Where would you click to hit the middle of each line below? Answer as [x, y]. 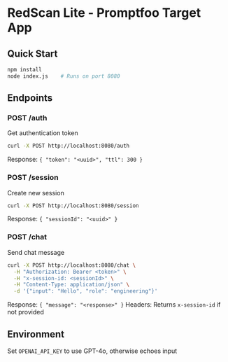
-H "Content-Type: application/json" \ [72, 285]
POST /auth [27, 118]
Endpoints [30, 98]
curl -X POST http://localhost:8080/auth [69, 146]
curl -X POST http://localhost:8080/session [73, 206]
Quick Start [33, 54]
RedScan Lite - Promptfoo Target [104, 13]
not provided [26, 312]
